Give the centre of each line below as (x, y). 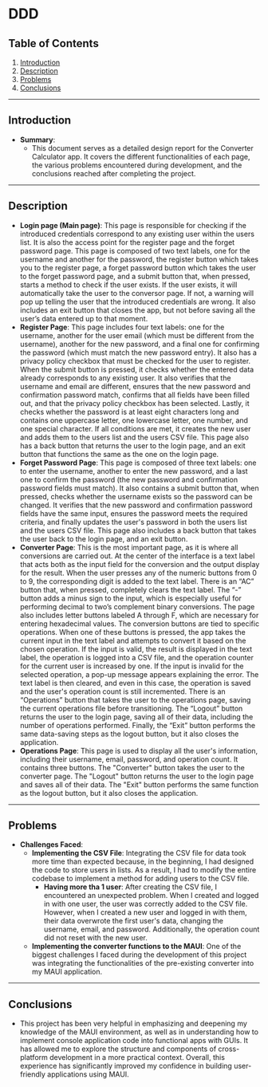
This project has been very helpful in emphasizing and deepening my (133, 1024)
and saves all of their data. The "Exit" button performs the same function (139, 784)
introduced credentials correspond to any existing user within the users (137, 234)
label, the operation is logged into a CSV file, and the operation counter (136, 657)
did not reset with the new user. (95, 938)
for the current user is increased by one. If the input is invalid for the (132, 666)
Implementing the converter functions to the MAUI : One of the (136, 947)
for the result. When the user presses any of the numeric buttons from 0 (138, 573)
